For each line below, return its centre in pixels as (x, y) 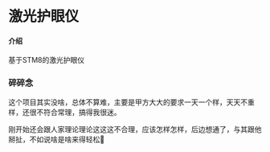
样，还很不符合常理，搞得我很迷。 (65, 112)
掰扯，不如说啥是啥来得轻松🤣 (57, 139)
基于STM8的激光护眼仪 (47, 60)
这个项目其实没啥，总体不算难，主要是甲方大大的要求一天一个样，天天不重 (131, 102)
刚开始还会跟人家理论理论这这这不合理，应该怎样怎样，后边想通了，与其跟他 (135, 129)
